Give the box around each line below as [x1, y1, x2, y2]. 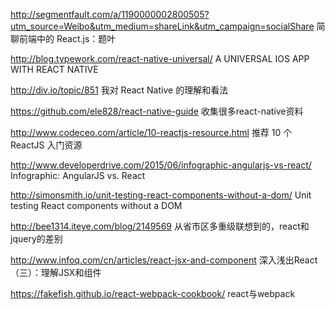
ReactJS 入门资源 [10, 139, 83, 151]
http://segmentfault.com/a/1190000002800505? [10, 9, 210, 20]
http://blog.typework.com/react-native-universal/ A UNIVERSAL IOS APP [10, 53, 310, 64]
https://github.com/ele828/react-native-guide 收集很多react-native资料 [10, 105, 304, 117]
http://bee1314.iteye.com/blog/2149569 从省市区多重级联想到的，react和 [10, 220, 310, 232]
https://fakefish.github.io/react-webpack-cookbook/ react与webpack [10, 288, 296, 299]
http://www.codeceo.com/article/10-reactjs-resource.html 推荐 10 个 [10, 127, 293, 138]
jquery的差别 [10, 233, 63, 244]
